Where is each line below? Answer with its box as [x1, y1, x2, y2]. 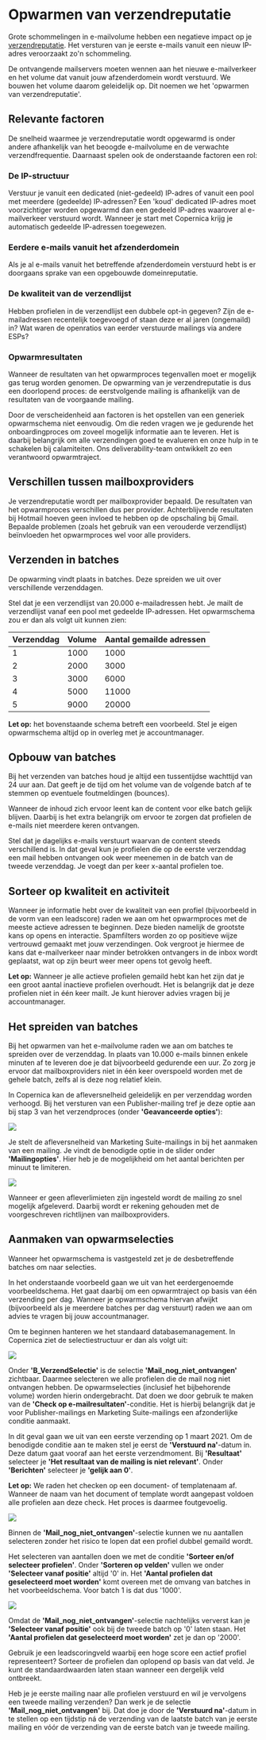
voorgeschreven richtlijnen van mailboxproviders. [8, 1210, 170, 1219]
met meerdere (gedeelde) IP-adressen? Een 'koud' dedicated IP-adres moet [8, 197, 256, 206]
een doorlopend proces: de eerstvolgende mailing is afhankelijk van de [8, 386, 241, 395]
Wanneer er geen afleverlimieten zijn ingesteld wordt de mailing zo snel [8, 1193, 242, 1202]
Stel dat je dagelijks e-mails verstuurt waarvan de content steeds [8, 836, 221, 846]
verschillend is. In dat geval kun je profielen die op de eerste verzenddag [8, 844, 246, 855]
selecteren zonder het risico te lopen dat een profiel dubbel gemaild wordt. [8, 1536, 253, 1545]
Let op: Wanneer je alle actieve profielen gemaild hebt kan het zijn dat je [8, 971, 245, 982]
